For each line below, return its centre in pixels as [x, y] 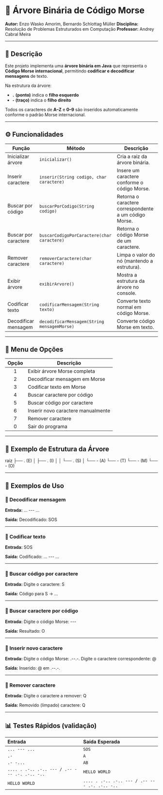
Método [76, 148]
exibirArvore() [57, 284]
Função [21, 148]
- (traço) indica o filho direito [41, 100]
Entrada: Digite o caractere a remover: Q [46, 696]
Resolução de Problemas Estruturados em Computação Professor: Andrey [80, 29]
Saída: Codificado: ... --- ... [32, 557]
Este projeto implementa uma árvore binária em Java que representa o [76, 66]
